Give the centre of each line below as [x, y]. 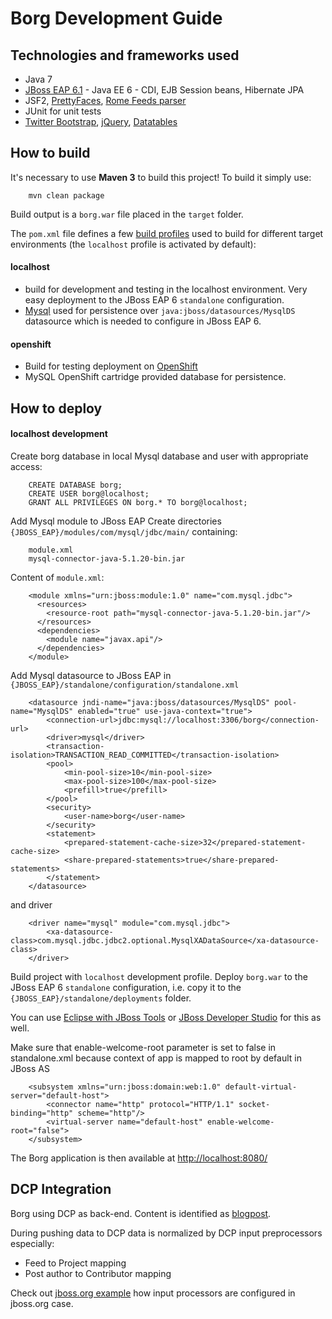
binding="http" [42, 1113]
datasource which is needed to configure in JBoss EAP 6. [143, 321]
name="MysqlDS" [42, 711]
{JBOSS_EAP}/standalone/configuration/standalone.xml [125, 685]
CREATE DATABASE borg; [75, 485]
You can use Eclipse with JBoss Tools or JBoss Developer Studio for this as [166, 1017]
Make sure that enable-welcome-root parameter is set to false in [143, 1047]
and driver [31, 904]
